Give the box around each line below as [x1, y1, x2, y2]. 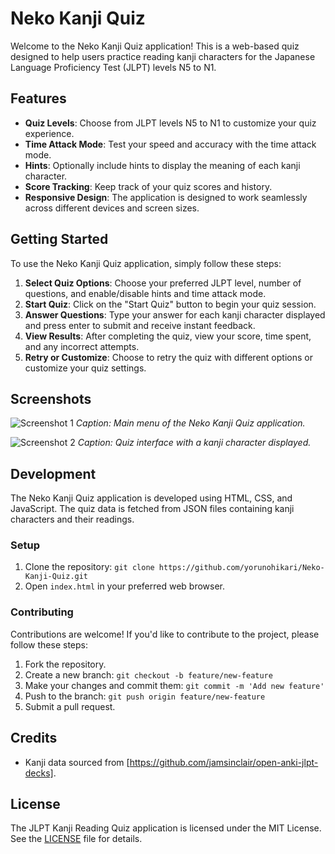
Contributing [10, 605, 74, 619]
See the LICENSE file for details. [10, 833, 143, 845]
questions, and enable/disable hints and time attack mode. [24, 287, 267, 299]
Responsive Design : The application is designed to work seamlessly [24, 191, 308, 203]
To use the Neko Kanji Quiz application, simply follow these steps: [10, 257, 282, 269]
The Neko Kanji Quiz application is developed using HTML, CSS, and [10, 492, 293, 504]
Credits [10, 730, 58, 747]
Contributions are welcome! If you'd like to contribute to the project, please [10, 628, 320, 640]
